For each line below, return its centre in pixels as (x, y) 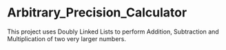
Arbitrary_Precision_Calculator (97, 13)
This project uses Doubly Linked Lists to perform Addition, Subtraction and (113, 32)
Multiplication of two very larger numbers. (66, 38)
